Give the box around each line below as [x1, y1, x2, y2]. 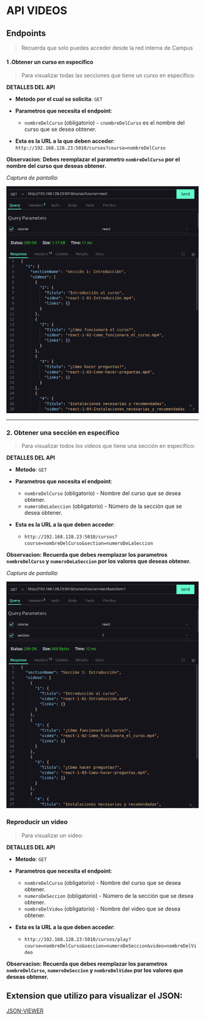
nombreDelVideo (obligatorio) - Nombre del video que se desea [24, 905, 181, 912]
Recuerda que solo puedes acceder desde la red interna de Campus [21, 44, 193, 51]
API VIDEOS [6, 4, 68, 18]
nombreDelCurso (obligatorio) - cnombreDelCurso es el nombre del [24, 119, 185, 127]
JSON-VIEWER [6, 1007, 44, 1014]
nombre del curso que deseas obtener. [6, 163, 107, 170]
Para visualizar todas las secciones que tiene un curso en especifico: [21, 72, 195, 79]
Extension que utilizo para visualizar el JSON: [6, 991, 183, 1001]
